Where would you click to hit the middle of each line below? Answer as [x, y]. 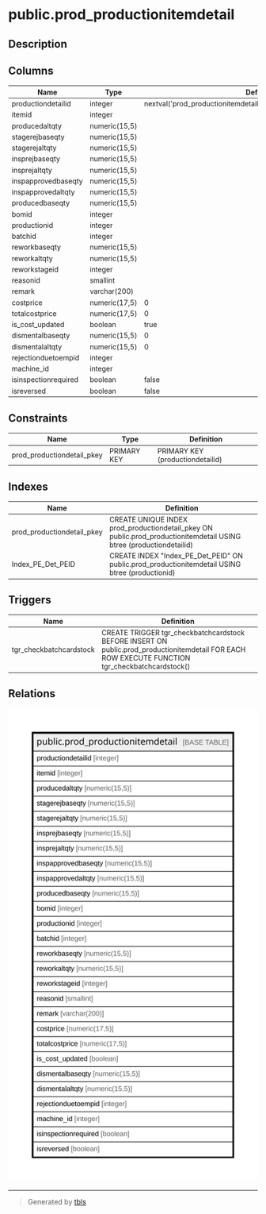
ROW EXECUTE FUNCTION [146, 658]
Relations [32, 694]
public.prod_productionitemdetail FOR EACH [174, 649]
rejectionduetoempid [46, 357]
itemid [22, 115]
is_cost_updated [38, 325]
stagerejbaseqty [38, 137]
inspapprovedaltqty [43, 192]
